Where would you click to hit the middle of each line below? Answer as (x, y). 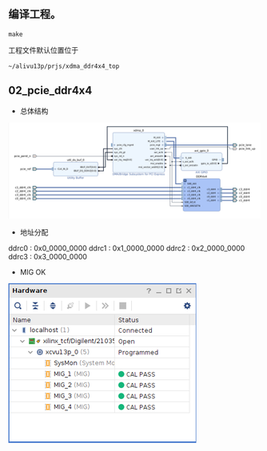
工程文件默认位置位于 (43, 49)
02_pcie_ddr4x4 (50, 91)
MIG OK (33, 272)
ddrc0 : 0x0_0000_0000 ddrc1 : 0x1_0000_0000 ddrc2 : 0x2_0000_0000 (127, 248)
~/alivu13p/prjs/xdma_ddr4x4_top (64, 66)
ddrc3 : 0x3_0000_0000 (48, 256)
